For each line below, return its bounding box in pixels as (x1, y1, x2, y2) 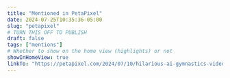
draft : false (7, 35, 44, 42)
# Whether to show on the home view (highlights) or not (7, 48, 173, 55)
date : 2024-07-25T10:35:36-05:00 (7, 16, 103, 23)
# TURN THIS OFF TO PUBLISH (7, 28, 88, 36)
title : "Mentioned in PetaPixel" (7, 9, 103, 17)
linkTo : (7, 60, 29, 67)
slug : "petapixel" (7, 22, 60, 29)
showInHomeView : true (7, 54, 69, 61)
